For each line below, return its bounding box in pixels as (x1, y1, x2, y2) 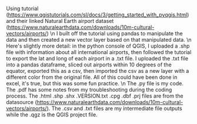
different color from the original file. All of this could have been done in (6, 73, 178, 81)
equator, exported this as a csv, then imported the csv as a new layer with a (6, 68, 189, 74)
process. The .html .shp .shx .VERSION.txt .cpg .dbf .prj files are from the (6, 92, 183, 99)
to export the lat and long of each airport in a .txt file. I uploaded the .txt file (6, 55, 189, 62)
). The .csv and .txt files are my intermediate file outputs (46, 105, 182, 112)
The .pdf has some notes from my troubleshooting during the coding (6, 86, 172, 93)
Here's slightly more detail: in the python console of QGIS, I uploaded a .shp (6, 42, 190, 49)
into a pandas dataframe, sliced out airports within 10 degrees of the (6, 61, 172, 68)
